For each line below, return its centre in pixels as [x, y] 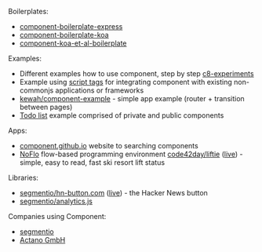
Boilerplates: [28, 11]
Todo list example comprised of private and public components [122, 115]
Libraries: [24, 177]
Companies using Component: [57, 216]
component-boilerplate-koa [64, 35]
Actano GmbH [42, 240]
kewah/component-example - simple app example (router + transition [132, 99]
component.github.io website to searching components [109, 146]
